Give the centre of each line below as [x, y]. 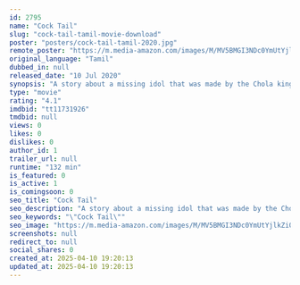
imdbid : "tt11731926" [50, 109]
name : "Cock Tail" [43, 26]
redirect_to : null [43, 242]
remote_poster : [37, 51]
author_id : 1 [33, 150]
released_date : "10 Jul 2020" [66, 76]
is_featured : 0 [37, 175]
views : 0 [25, 126]
